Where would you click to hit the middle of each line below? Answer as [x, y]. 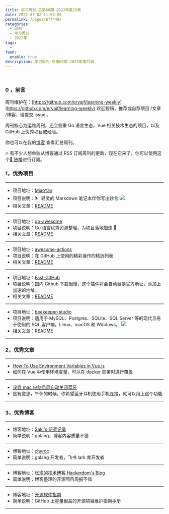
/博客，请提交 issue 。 [28, 115]
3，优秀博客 [20, 413]
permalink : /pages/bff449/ [33, 19]
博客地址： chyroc [31, 451]
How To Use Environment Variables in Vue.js [59, 366]
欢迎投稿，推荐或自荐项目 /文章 [129, 108]
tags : [11, 43]
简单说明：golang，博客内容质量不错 [51, 436]
